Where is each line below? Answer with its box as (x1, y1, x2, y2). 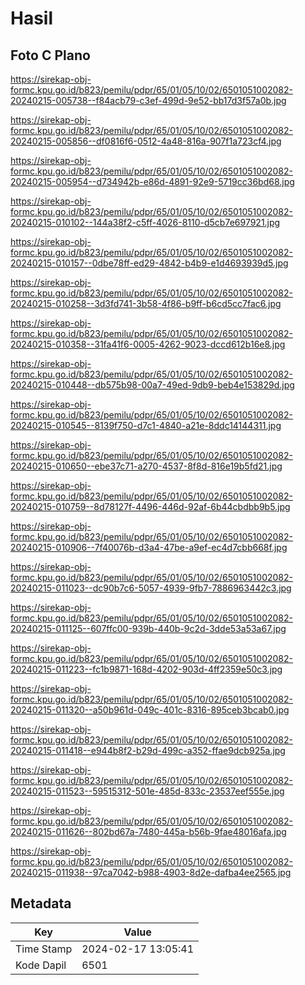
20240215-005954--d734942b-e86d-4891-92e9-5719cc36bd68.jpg (10, 176, 295, 187)
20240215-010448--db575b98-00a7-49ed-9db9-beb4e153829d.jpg (10, 379, 295, 391)
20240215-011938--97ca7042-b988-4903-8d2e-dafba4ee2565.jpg (10, 867, 292, 878)
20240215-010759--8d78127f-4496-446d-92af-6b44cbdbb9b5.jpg (10, 501, 291, 512)
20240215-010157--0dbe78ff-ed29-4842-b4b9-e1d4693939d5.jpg (10, 257, 289, 269)
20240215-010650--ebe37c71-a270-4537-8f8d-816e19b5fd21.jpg (10, 460, 283, 472)
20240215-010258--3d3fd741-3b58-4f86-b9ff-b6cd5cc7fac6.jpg (10, 298, 282, 309)
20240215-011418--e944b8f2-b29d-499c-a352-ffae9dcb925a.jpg (10, 745, 286, 756)
